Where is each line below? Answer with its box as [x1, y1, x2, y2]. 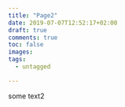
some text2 [8, 91, 45, 101]
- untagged [15, 63, 51, 71]
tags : [8, 56, 26, 64]
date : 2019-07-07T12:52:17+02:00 [8, 19, 118, 27]
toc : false [8, 41, 44, 49]
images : [8, 48, 34, 56]
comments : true [8, 33, 58, 42]
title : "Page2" [8, 11, 58, 20]
